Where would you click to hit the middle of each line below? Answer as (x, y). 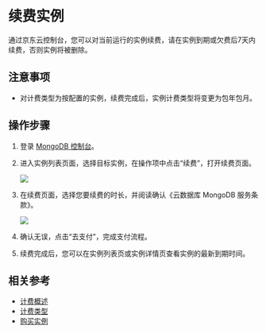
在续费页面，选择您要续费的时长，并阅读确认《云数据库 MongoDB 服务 (135, 195)
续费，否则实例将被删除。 (50, 49)
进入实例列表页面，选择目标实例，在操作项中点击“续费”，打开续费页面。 (138, 163)
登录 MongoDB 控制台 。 (59, 146)
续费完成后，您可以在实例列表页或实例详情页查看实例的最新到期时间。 (135, 253)
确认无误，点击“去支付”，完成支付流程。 (86, 236)
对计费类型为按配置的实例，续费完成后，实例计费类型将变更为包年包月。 (138, 98)
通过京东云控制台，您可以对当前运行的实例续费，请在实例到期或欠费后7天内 (132, 40)
